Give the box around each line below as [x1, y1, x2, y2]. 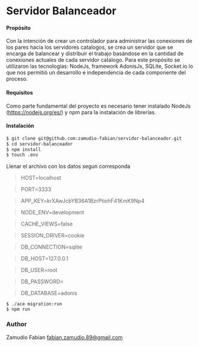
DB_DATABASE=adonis [20, 290, 77, 297]
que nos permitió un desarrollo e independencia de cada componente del [6, 69, 186, 76]
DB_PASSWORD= [20, 278, 64, 285]
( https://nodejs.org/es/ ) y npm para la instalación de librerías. [6, 108, 156, 115]
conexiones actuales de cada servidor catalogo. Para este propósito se [6, 57, 180, 64]
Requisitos [6, 89, 33, 96]
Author [6, 320, 27, 329]
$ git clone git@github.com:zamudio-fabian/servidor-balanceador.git [6, 135, 182, 141]
